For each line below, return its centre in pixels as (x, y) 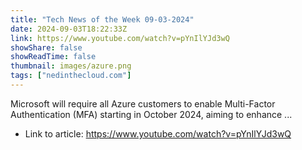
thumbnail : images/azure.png (71, 66)
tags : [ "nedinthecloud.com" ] (71, 76)
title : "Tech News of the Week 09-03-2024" (102, 19)
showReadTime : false (53, 57)
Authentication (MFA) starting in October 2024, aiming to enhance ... (151, 114)
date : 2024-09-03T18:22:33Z (69, 29)
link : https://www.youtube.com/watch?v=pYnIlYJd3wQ (120, 38)
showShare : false (46, 47)
